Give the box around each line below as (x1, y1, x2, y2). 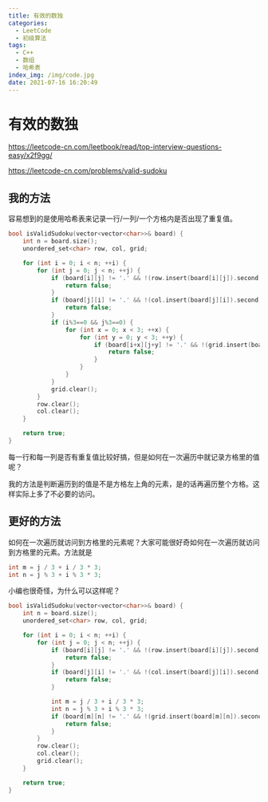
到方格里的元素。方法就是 (8, 547, 93, 557)
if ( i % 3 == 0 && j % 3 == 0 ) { (50, 318, 134, 326)
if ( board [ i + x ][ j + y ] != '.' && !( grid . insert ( (93, 341, 252, 349)
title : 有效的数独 (8, 11, 64, 20)
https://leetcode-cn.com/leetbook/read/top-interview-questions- (8, 142, 222, 152)
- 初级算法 (15, 34, 47, 42)
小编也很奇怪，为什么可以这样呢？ (8, 586, 120, 595)
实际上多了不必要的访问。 (14, 488, 100, 499)
